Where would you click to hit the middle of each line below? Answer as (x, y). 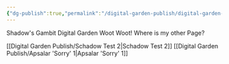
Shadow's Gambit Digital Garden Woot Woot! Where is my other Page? (106, 33)
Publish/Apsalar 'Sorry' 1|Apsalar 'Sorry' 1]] (67, 53)
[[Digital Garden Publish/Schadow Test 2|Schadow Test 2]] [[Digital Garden (112, 46)
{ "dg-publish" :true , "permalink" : (54, 13)
